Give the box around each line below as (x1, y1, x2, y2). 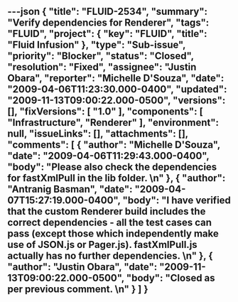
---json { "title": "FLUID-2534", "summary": (7, 6, 208, 18)
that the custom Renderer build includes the (7, 205, 206, 217)
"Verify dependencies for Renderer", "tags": (7, 17, 210, 29)
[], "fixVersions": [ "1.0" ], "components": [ (7, 106, 204, 118)
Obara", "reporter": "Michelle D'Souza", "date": (7, 72, 225, 85)
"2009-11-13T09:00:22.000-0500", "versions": (7, 95, 226, 107)
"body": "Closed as (126, 272, 215, 284)
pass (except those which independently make (7, 227, 219, 240)
